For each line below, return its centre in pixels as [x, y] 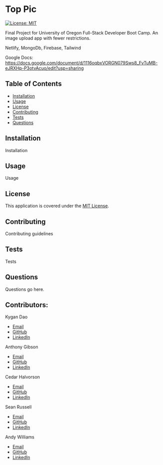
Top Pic [21, 9]
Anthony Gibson [22, 347]
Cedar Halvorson [23, 377]
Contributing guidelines [29, 234]
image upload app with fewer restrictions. [48, 38]
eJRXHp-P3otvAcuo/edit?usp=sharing [44, 68]
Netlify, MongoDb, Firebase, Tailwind [43, 48]
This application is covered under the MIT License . [57, 206]
